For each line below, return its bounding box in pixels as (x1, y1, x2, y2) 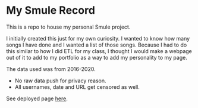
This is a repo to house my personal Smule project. (6, 23, 131, 30)
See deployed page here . (6, 95, 68, 102)
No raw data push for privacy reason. (14, 77, 106, 84)
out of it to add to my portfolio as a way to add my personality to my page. (6, 54, 187, 61)
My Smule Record (6, 4, 95, 17)
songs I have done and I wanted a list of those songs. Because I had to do (6, 41, 187, 48)
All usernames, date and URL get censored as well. (14, 83, 140, 90)
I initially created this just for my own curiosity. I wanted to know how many (6, 35, 190, 42)
